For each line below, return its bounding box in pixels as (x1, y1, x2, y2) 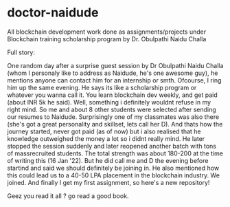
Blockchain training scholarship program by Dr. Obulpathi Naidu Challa (7, 34, 207, 43)
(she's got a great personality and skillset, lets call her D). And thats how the (7, 120, 223, 128)
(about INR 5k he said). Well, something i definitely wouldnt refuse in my (7, 98, 211, 106)
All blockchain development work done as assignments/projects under (7, 28, 207, 36)
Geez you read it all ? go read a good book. (7, 191, 129, 200)
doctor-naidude (7, 5, 99, 21)
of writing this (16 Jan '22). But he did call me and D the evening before (7, 156, 209, 164)
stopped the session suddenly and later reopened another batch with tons (7, 142, 216, 150)
